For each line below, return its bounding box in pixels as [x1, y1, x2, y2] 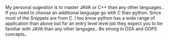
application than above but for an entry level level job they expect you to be [5, 20, 163, 26]
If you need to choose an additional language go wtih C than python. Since [5, 10, 161, 16]
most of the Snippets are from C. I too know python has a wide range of [5, 15, 155, 21]
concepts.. [5, 31, 28, 37]
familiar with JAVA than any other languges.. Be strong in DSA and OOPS [5, 26, 157, 32]
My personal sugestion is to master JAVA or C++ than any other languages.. [5, 5, 164, 10]
